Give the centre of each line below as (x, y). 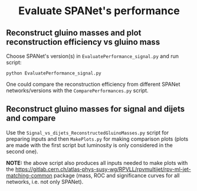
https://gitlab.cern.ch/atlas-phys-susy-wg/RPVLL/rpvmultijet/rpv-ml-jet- (103, 169)
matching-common (29, 175)
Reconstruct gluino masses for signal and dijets (96, 109)
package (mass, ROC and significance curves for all (117, 175)
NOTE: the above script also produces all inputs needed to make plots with (97, 163)
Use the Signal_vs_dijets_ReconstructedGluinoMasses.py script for (88, 132)
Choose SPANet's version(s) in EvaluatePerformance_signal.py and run (92, 56)
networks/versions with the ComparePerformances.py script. (77, 90)
